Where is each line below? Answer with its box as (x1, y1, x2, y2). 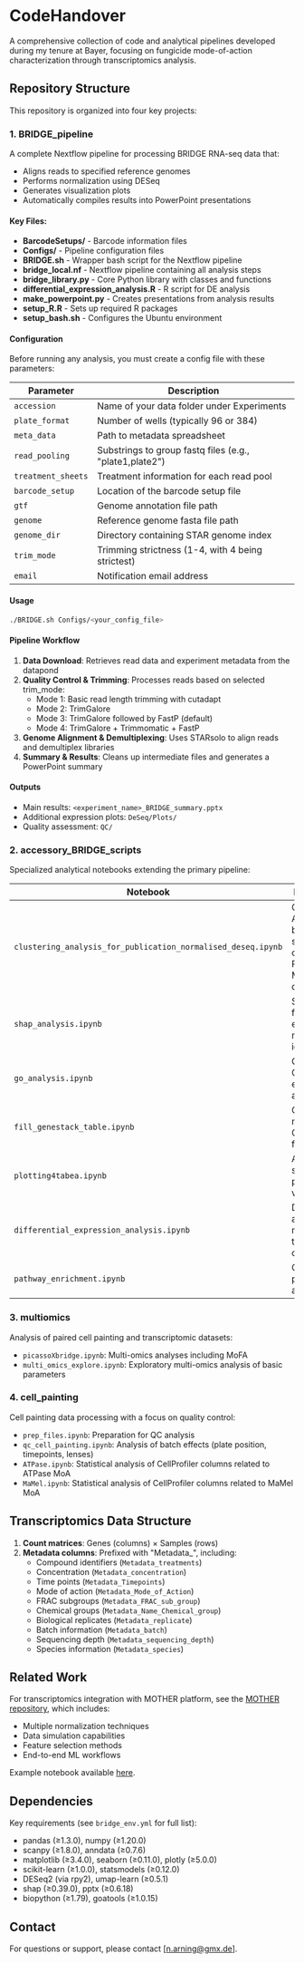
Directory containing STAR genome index (96, 529, 272, 542)
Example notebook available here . (9, 1767, 136, 1778)
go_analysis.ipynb (14, 1073, 93, 1084)
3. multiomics (9, 1311, 71, 1324)
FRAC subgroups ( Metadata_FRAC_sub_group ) (35, 1595, 201, 1606)
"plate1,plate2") (96, 455, 166, 468)
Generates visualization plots (22, 185, 131, 196)
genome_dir (14, 530, 61, 540)
